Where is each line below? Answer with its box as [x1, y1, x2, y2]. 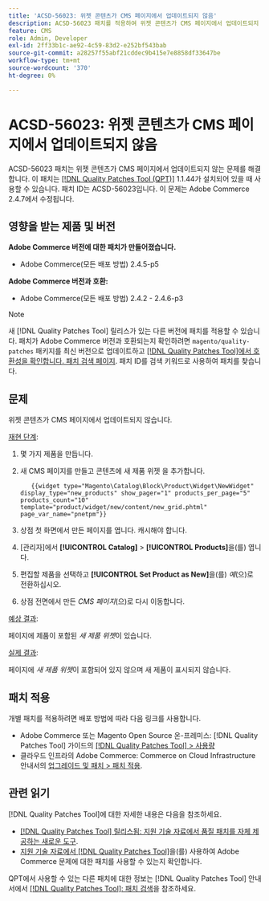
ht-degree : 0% [8, 71, 56, 79]
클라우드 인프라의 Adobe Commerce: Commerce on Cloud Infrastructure [19, 751, 256, 760]
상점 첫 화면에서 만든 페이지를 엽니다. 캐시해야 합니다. [19, 525, 187, 535]
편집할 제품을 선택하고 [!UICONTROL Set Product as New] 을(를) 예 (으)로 [19, 569, 255, 579]
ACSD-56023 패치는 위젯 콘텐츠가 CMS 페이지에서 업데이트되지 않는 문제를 [8, 164, 247, 173]
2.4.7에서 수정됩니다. [8, 194, 75, 203]
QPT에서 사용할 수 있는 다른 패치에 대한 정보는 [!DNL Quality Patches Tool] [8, 873, 247, 883]
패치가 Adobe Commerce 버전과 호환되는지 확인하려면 [18, 336, 191, 346]
